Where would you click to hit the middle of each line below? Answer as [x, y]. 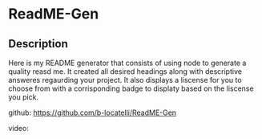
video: [19, 128]
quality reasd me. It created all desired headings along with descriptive [125, 72]
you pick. [23, 97]
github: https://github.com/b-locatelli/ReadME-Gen [93, 112]
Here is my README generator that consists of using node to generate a [127, 63]
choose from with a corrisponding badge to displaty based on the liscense [131, 88]
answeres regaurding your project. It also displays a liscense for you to [125, 80]
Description [38, 44]
